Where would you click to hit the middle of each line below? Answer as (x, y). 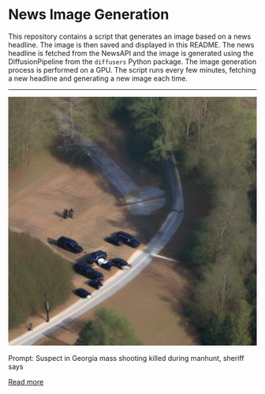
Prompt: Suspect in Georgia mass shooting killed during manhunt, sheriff (126, 358)
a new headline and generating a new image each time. (98, 78)
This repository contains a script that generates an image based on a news (130, 36)
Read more (26, 381)
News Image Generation (89, 15)
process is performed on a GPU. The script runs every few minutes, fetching (132, 69)
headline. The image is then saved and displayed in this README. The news (131, 44)
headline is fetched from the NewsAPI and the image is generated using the (131, 53)
